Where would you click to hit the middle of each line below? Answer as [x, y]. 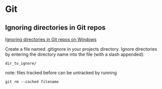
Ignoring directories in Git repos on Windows [51, 39]
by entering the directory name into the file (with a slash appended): [75, 54]
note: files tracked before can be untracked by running [61, 73]
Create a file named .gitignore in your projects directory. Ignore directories [81, 49]
